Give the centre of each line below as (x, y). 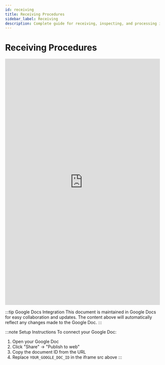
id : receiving (20, 10)
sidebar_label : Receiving (31, 19)
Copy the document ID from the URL (49, 352)
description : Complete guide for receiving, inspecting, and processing (81, 23)
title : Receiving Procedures (35, 14)
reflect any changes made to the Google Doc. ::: (54, 323)
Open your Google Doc (35, 342)
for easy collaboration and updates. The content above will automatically (79, 317)
